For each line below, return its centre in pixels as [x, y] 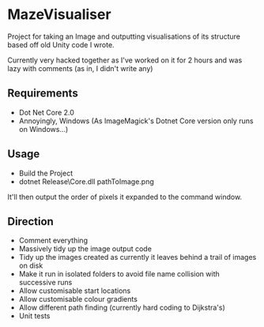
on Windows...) [43, 129]
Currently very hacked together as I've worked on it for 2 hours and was [125, 60]
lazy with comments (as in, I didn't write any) [80, 68]
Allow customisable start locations [75, 291]
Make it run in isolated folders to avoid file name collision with [119, 274]
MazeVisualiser [59, 15]
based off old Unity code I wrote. [61, 44]
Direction [31, 222]
